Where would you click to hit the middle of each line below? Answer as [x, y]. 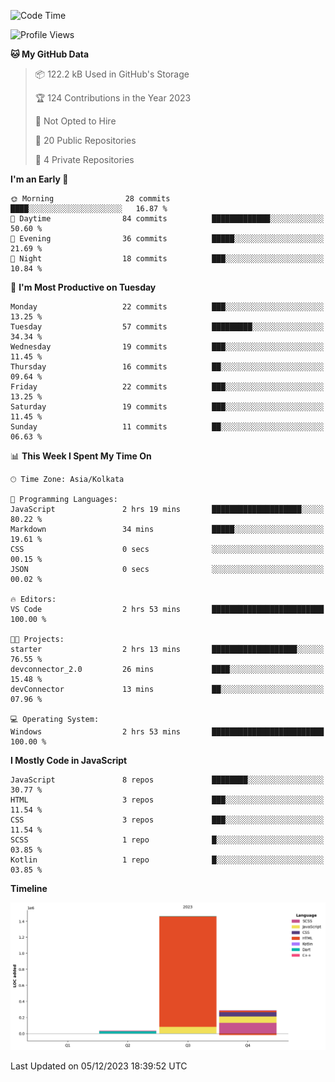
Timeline [29, 888]
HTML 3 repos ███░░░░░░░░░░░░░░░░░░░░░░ [167, 800]
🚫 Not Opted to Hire [75, 121]
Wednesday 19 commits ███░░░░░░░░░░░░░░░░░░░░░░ [167, 347]
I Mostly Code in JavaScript [69, 760]
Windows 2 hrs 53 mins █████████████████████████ [167, 732]
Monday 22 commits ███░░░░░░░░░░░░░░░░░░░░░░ [167, 307]
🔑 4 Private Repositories [84, 159]
